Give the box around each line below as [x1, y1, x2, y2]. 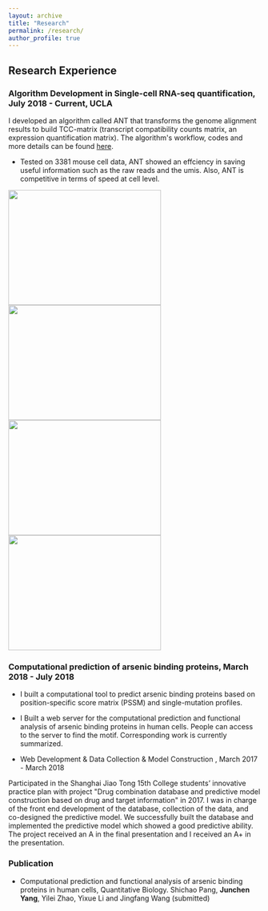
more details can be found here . [8, 141, 114, 150]
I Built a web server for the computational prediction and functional [19, 713, 241, 723]
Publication [8, 858, 54, 869]
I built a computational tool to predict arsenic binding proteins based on [19, 689, 256, 699]
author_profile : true [8, 34, 81, 42]
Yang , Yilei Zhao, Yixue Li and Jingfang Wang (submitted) [19, 893, 210, 903]
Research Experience [8, 63, 118, 77]
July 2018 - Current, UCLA [8, 98, 114, 109]
